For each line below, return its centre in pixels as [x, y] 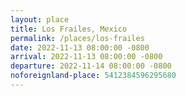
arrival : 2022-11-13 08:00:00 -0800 [86, 57]
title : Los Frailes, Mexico [69, 29]
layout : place [40, 19]
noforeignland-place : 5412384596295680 [93, 76]
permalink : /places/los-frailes [77, 38]
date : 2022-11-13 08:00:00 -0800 [80, 47]
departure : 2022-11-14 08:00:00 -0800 [91, 66]
